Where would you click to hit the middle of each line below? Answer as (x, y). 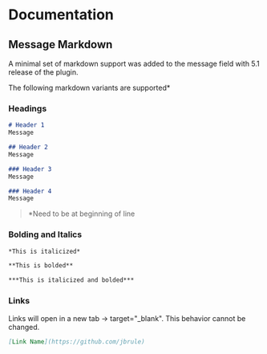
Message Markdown (61, 45)
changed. (24, 327)
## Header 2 (28, 147)
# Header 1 (26, 125)
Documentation (61, 15)
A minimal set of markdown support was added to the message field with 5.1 (134, 63)
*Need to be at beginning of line (81, 214)
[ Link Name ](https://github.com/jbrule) (77, 342)
